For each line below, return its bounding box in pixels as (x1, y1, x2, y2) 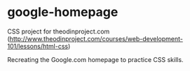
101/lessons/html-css (7, 42, 69, 50)
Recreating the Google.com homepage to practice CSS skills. (7, 55, 184, 63)
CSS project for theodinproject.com (7, 27, 110, 35)
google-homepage (7, 4, 118, 20)
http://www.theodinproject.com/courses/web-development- (9, 34, 184, 42)
